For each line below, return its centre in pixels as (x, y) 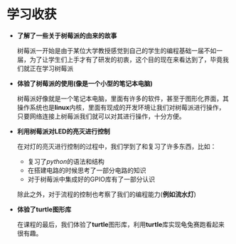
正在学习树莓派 (52, 68)
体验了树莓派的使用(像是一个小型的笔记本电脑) (85, 83)
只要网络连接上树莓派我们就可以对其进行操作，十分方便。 (101, 116)
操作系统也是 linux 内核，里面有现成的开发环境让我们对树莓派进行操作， (121, 107)
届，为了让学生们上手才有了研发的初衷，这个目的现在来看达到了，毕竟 (120, 59)
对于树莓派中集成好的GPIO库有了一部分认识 (91, 179)
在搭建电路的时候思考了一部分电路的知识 (87, 170)
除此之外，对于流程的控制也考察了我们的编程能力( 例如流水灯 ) (107, 194)
